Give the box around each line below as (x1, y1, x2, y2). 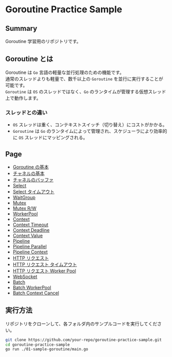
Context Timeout (12, 222, 49, 228)
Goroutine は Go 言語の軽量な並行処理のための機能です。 (5, 69, 124, 75)
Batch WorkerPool (12, 284, 51, 290)
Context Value (12, 232, 43, 239)
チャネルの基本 (12, 170, 45, 176)
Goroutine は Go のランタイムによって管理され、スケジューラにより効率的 (12, 128, 167, 134)
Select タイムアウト (12, 188, 55, 194)
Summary (5, 24, 37, 33)
